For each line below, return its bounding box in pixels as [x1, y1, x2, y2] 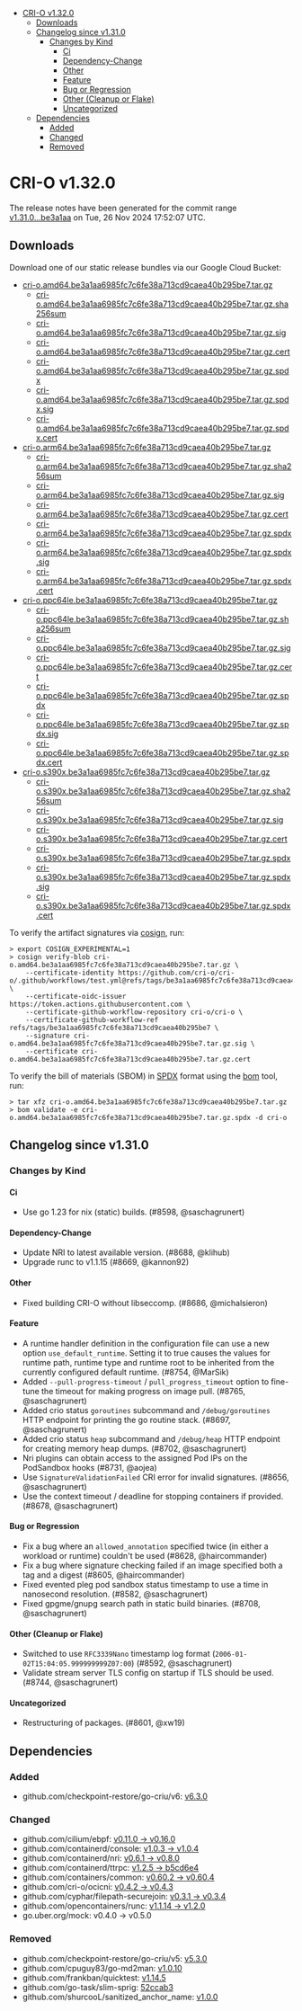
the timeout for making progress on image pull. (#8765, [41, 1385, 245, 1396]
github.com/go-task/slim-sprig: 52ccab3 [22, 1981, 173, 1992]
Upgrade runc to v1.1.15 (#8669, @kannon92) [22, 1257, 190, 1268]
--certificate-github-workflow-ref [25, 1015, 159, 1024]
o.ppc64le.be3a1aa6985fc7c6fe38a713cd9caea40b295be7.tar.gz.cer [35, 661, 292, 672]
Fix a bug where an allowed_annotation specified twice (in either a [22, 1541, 269, 1552]
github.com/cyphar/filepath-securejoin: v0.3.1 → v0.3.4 [22, 1891, 226, 1902]
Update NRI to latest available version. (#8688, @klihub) [22, 1247, 231, 1258]
